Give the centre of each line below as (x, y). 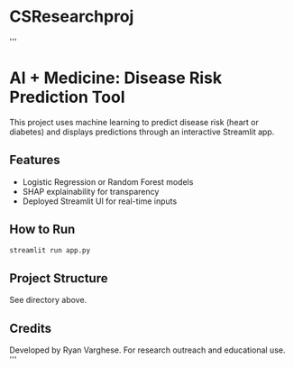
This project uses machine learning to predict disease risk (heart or (134, 122)
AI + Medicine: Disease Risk (116, 78)
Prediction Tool (67, 97)
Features (35, 160)
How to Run (42, 230)
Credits (31, 328)
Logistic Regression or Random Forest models (108, 181)
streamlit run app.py (50, 250)
